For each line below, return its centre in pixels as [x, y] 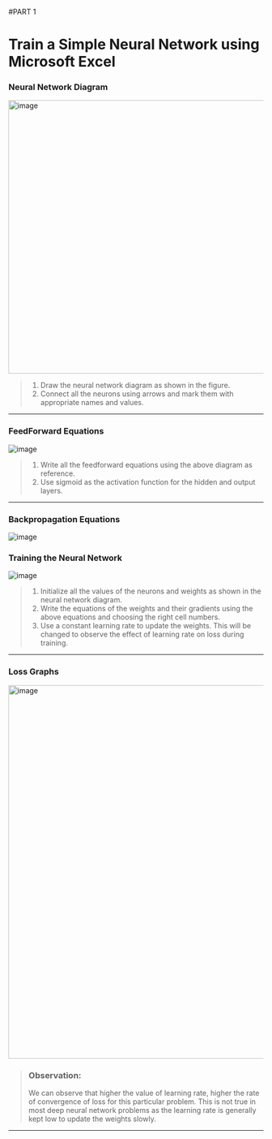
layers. [51, 490]
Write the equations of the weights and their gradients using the [147, 609]
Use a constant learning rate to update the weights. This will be [146, 626]
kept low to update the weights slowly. [92, 1119]
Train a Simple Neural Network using [134, 45]
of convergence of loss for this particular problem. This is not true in [142, 1101]
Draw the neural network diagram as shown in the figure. [135, 386]
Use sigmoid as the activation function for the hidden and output [148, 481]
